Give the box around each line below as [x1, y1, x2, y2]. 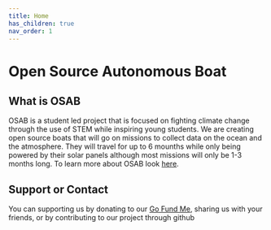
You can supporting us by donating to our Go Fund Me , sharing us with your [8, 204, 263, 214]
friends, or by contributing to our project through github [8, 213, 195, 223]
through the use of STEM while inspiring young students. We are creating [8, 124, 255, 134]
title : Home [8, 11, 49, 20]
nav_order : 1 [8, 27, 53, 35]
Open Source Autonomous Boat [8, 62, 227, 80]
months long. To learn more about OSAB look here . [8, 159, 179, 169]
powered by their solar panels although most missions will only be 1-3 [8, 150, 243, 160]
